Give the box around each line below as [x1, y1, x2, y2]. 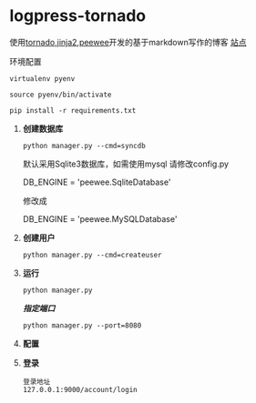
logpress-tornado [9, 5, 147, 26]
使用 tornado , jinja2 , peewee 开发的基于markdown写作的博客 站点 [9, 36, 247, 47]
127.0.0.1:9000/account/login [22, 385, 138, 394]
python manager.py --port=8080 [22, 320, 142, 330]
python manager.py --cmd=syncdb [22, 141, 146, 150]
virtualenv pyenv [9, 74, 76, 83]
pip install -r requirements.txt [9, 106, 137, 115]
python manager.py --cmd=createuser [22, 250, 162, 259]
